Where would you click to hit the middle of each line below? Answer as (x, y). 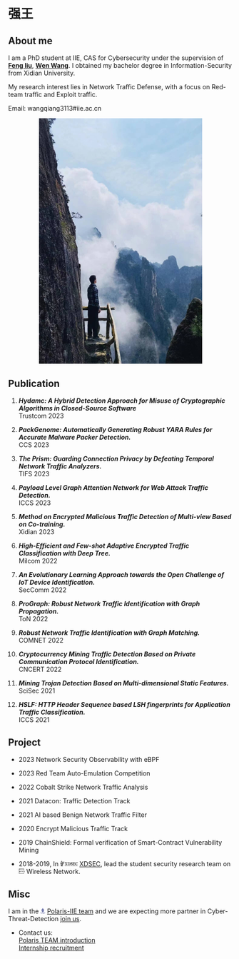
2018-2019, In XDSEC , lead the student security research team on (124, 864)
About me (30, 40)
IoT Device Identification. (57, 583)
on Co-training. (42, 524)
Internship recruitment (51, 948)
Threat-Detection (34, 918)
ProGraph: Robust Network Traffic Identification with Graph (109, 604)
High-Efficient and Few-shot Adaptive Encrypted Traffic (104, 546)
